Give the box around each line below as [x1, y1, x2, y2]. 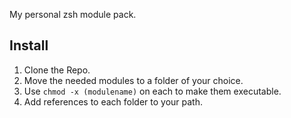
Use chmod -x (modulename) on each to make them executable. [23, 85, 282, 97]
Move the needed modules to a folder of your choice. [23, 74, 244, 86]
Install [9, 37, 49, 54]
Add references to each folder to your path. [23, 95, 203, 108]
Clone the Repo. [23, 64, 91, 76]
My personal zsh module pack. [9, 9, 137, 20]
